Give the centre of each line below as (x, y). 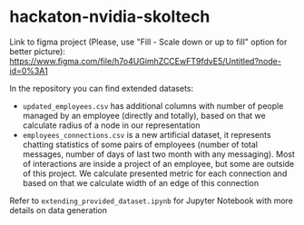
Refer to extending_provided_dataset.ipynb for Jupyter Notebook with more (151, 201)
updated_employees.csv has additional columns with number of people (153, 105)
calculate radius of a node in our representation (112, 125)
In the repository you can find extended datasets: (102, 88)
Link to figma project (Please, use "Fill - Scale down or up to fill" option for (148, 42)
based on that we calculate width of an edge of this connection (141, 182)
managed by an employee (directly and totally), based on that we (144, 115)
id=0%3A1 (29, 71)
